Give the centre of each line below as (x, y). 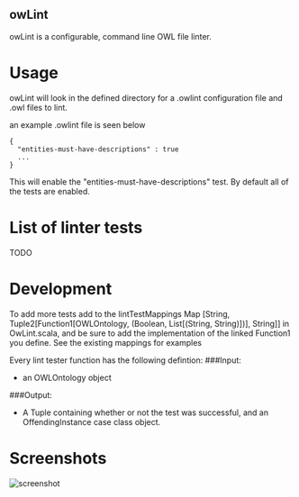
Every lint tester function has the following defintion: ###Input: (125, 360)
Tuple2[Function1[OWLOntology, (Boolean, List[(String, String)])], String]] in (149, 323)
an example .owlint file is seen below (77, 124)
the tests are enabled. (50, 191)
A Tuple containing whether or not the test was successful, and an (145, 412)
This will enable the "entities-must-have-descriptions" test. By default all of (149, 181)
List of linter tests (76, 227)
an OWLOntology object (67, 377)
